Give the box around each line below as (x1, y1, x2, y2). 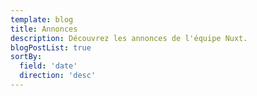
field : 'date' (19, 61, 78, 71)
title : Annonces (10, 24, 78, 34)
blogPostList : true (10, 42, 92, 53)
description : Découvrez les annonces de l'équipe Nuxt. (10, 33, 248, 43)
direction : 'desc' (19, 71, 97, 81)
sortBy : (10, 52, 43, 62)
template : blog (10, 14, 74, 25)
